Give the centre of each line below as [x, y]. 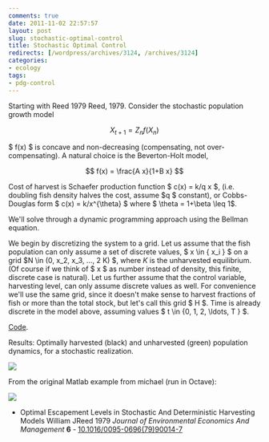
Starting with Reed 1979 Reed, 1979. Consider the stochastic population [126, 106]
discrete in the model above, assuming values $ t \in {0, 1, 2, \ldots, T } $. [129, 312]
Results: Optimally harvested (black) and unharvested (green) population [128, 343]
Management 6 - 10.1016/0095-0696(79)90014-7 [101, 429]
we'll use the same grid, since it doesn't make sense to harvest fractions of [132, 294]
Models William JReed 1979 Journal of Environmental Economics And [134, 421]
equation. [24, 228]
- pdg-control [32, 83]
